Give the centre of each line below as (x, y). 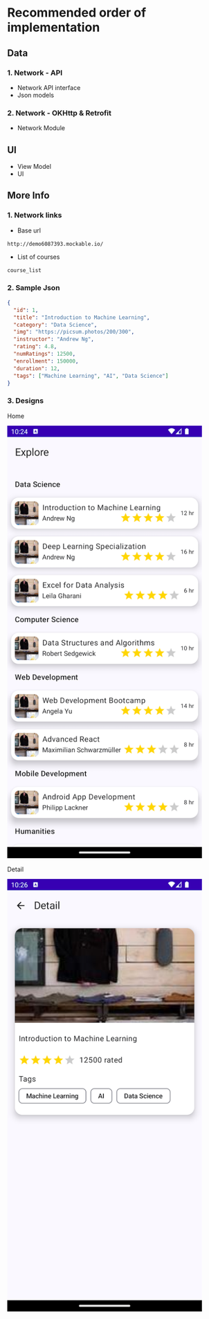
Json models (35, 95)
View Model (34, 166)
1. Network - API (35, 73)
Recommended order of (77, 13)
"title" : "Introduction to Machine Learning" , (82, 317)
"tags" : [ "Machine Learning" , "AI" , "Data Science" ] (91, 376)
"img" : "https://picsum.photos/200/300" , (74, 332)
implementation (54, 27)
